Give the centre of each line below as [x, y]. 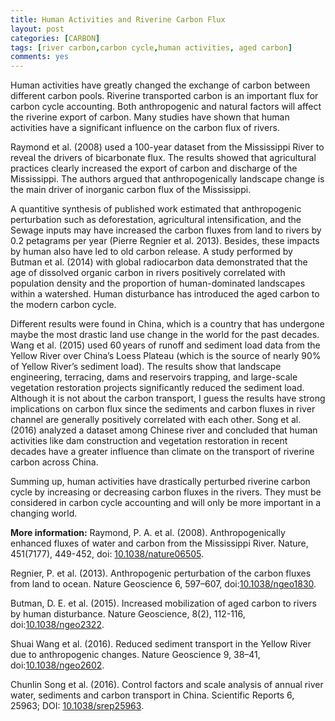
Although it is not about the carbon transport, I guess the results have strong [168, 398]
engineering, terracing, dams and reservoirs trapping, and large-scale [154, 377]
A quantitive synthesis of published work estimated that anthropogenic [156, 209]
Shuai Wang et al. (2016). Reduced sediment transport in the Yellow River [161, 644]
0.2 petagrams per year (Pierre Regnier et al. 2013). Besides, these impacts [165, 241]
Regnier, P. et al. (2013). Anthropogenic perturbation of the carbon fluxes [161, 573]
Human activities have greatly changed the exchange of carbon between [160, 85]
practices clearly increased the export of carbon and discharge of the [154, 168]
